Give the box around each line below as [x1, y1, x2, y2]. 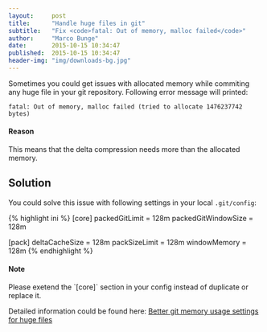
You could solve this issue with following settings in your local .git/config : [8, 198, 257, 207]
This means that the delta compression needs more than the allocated [8, 145, 240, 154]
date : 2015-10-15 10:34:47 [8, 42, 121, 50]
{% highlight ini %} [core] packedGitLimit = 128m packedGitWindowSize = [8, 213, 254, 223]
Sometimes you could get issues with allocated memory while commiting [8, 78, 250, 88]
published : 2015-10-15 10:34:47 [8, 49, 121, 57]
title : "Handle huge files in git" [8, 19, 146, 27]
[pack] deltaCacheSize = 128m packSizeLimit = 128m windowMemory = [8, 237, 247, 247]
